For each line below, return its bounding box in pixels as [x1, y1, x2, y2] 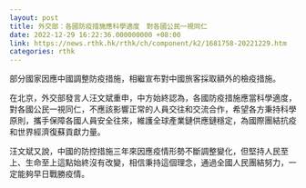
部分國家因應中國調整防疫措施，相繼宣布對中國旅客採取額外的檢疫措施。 [9, 74, 280, 84]
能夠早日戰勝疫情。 [16, 169, 89, 180]
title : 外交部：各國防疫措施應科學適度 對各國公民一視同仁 [9, 22, 208, 31]
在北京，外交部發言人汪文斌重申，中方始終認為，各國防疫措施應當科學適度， [9, 93, 297, 104]
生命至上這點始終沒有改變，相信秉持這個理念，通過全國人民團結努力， [25, 157, 289, 168]
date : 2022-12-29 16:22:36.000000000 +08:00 [9, 30, 181, 39]
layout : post [9, 13, 59, 23]
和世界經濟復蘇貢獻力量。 [9, 126, 106, 137]
